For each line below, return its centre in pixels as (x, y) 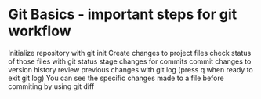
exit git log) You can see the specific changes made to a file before (116, 78)
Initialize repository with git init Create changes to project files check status (130, 53)
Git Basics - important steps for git (123, 15)
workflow (40, 31)
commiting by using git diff (51, 86)
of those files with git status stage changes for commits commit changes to (130, 61)
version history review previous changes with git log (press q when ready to (130, 69)
